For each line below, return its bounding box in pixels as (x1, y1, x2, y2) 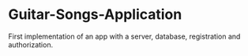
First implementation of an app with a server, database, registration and (8, 32, 241, 41)
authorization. (8, 39, 54, 49)
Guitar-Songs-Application (8, 6, 182, 24)
